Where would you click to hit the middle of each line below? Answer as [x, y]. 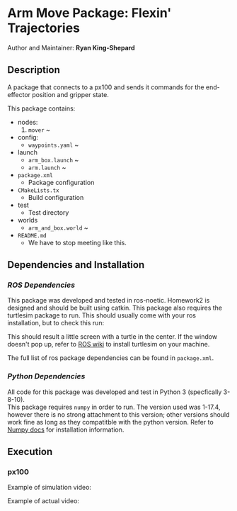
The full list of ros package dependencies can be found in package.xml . [111, 358]
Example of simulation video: [50, 488]
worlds [28, 220]
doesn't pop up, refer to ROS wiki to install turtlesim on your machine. [109, 344]
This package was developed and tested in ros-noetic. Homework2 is [109, 301]
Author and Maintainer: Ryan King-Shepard [71, 47]
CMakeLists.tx [38, 190]
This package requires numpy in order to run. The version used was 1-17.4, [114, 407]
